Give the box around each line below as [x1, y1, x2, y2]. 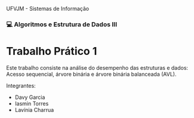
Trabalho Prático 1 [6, 45, 97, 58]
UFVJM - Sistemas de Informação [6, 5, 90, 12]
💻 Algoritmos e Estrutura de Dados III [6, 20, 118, 29]
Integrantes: [6, 82, 36, 89]
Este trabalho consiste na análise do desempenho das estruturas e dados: [6, 64, 189, 71]
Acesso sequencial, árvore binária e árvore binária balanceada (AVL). [6, 70, 177, 77]
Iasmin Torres [14, 100, 49, 107]
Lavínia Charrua [14, 106, 54, 113]
